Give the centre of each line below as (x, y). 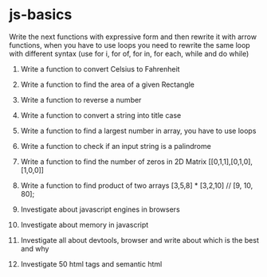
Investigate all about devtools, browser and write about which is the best (140, 240)
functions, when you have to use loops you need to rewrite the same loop (130, 45)
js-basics (41, 15)
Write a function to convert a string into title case (101, 115)
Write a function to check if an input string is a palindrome (116, 146)
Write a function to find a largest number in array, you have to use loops (138, 131)
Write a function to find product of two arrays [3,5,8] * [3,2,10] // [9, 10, (137, 185)
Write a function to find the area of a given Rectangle (107, 84)
